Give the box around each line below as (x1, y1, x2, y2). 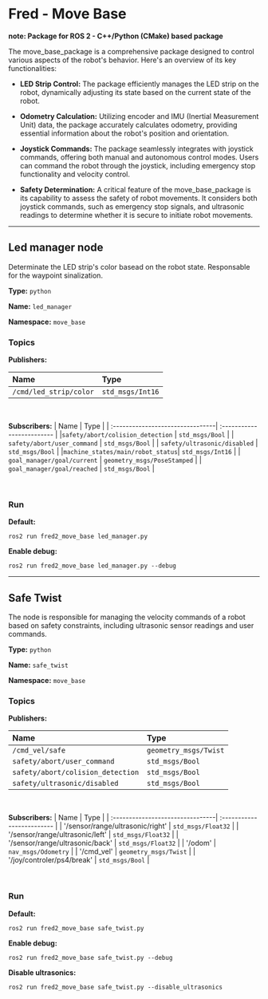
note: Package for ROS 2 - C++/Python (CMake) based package (8, 31, 223, 41)
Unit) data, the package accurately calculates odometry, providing (19, 120, 238, 129)
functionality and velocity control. (19, 169, 130, 179)
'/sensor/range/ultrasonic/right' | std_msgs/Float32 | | (63, 821, 239, 831)
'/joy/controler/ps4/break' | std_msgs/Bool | (8, 855, 150, 865)
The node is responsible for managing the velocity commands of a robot (8, 612, 246, 622)
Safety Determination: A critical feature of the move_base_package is (19, 184, 251, 194)
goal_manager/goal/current (8, 456, 98, 465)
